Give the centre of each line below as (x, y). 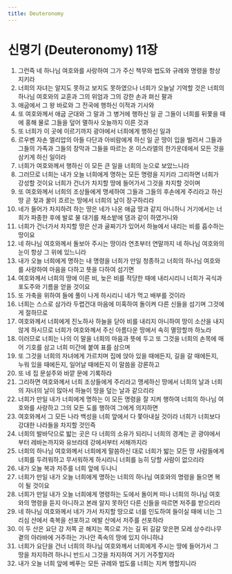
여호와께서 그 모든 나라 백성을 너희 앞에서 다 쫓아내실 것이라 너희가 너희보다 (119, 416)
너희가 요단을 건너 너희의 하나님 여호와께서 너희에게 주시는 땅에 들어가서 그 (118, 546)
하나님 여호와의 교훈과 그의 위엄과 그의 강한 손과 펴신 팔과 (95, 96)
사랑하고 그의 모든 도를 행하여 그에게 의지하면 (97, 407)
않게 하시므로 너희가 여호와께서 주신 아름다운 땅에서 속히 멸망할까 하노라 (115, 330)
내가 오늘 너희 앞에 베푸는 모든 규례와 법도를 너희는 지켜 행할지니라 (107, 563)
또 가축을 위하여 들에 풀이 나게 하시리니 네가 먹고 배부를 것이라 (101, 295)
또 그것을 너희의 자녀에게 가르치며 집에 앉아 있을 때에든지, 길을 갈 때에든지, (118, 355)
